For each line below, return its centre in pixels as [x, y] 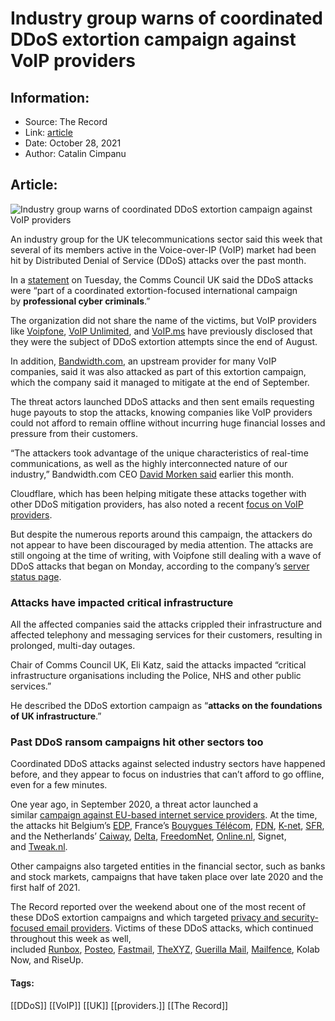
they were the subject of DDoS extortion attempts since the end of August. [164, 341]
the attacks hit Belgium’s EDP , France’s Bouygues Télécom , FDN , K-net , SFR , [167, 826]
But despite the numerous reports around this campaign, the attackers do [161, 534]
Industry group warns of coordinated [166, 18]
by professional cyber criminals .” [80, 301]
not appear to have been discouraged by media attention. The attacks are [162, 544]
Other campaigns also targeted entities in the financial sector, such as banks [168, 866]
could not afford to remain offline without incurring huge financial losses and [168, 423]
